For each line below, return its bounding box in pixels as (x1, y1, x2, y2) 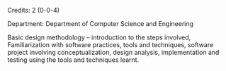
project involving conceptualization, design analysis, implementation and (7, 49, 220, 56)
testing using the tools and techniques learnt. (7, 56, 140, 64)
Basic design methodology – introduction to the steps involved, (7, 33, 191, 41)
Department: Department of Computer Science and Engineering (7, 20, 193, 27)
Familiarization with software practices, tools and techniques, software (7, 41, 214, 49)
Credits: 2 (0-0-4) (7, 6, 60, 14)
